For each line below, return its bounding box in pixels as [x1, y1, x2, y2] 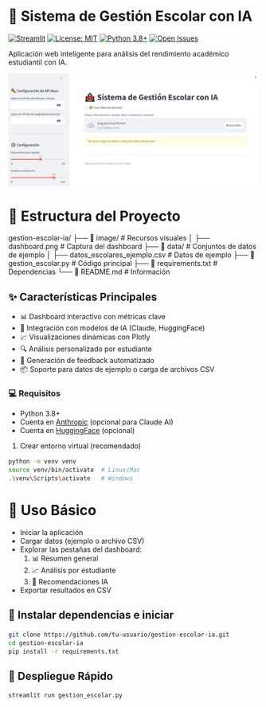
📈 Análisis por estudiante [31, 565, 116, 575]
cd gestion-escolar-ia [8, 639, 84, 647]
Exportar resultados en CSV [19, 585, 111, 595]
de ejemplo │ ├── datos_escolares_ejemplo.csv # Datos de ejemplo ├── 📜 [8, 250, 255, 260]
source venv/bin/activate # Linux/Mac [8, 466, 141, 475]
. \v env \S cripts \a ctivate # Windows [8, 475, 134, 482]
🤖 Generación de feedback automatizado [19, 356, 155, 365]
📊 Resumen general [31, 553, 99, 563]
